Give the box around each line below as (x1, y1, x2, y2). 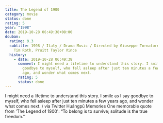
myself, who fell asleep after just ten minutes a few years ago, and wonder (5, 98, 154, 104)
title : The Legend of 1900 (5, 7, 60, 12)
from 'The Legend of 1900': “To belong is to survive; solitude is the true (5, 108, 148, 114)
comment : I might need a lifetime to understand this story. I (17, 61, 149, 66)
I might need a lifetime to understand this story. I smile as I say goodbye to (5, 93, 154, 99)
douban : (5, 35, 21, 39)
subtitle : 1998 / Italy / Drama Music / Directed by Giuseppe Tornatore (9, 43, 160, 48)
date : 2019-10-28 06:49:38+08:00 (5, 30, 73, 35)
